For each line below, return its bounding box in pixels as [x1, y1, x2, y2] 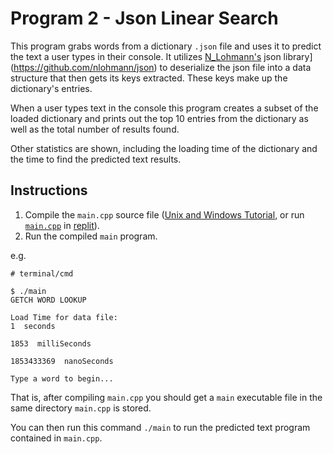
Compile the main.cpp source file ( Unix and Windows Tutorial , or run [24, 208, 305, 221]
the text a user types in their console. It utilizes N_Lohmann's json [10, 50, 282, 62]
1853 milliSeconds [10, 338, 92, 349]
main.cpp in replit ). [24, 219, 100, 231]
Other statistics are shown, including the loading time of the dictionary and [10, 142, 318, 154]
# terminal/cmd [10, 268, 74, 279]
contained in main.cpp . [10, 432, 103, 444]
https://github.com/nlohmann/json [13, 61, 155, 73]
